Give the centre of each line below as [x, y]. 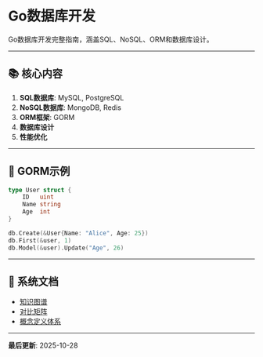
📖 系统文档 [33, 281]
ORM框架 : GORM [47, 117]
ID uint [38, 197]
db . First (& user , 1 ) [40, 240]
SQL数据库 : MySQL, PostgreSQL [72, 97]
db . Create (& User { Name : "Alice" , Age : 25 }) [78, 233]
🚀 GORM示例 [39, 171]
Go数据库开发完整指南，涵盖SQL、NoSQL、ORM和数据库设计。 [111, 39]
